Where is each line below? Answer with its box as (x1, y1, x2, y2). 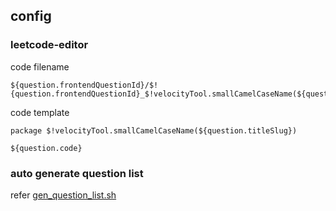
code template (10, 106, 70, 118)
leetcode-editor (10, 38, 89, 52)
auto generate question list (10, 166, 144, 180)
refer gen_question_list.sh (10, 189, 117, 201)
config (10, 8, 52, 25)
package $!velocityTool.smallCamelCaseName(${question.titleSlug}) (10, 125, 298, 136)
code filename (10, 60, 70, 73)
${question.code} (10, 143, 83, 153)
